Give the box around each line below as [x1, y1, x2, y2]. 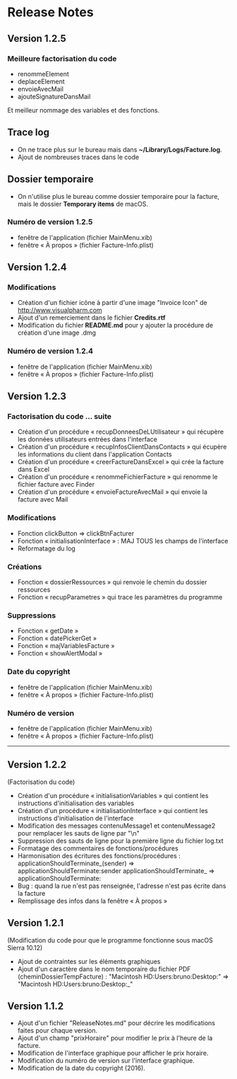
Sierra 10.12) [7, 943, 43, 952]
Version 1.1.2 [7, 1000, 64, 1012]
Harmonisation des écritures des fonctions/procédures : [17, 851, 181, 860]
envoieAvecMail [17, 84, 63, 93]
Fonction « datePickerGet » [17, 634, 97, 642]
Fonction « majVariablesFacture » [17, 642, 115, 650]
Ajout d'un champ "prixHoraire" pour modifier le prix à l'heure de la [17, 1034, 213, 1042]
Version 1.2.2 [7, 758, 67, 771]
